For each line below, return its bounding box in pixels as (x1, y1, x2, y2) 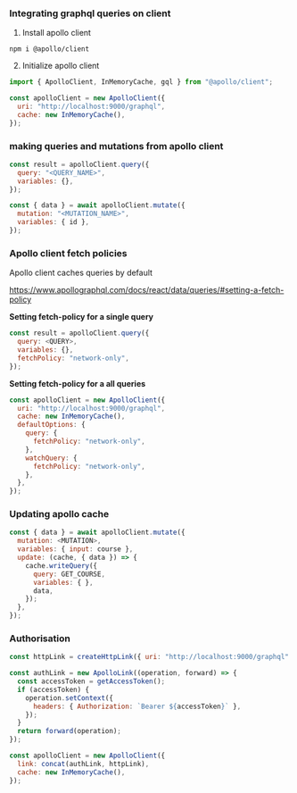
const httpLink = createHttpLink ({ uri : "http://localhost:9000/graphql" (9, 653, 290, 662)
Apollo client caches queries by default (9, 267, 153, 279)
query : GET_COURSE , (32, 570, 105, 579)
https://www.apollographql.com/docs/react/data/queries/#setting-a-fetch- (9, 285, 285, 296)
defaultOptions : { (17, 421, 87, 430)
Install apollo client (21, 28, 92, 38)
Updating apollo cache (9, 508, 110, 521)
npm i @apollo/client (9, 45, 90, 54)
